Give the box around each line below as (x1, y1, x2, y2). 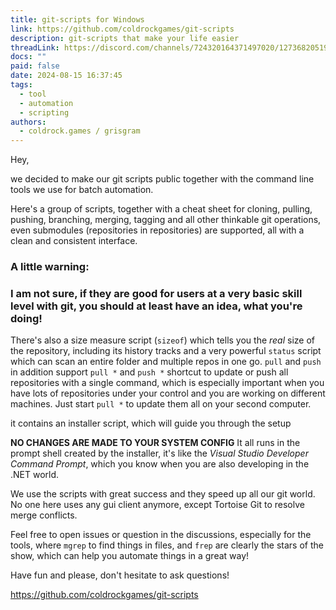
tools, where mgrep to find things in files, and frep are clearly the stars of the (10, 539, 324, 551)
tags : (10, 80, 33, 90)
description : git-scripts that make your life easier (10, 33, 240, 43)
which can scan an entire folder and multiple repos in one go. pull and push (10, 356, 322, 368)
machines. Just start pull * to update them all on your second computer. (10, 398, 312, 410)
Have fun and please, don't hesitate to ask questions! (10, 569, 230, 581)
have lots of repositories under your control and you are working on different (10, 387, 326, 400)
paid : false (10, 61, 60, 71)
